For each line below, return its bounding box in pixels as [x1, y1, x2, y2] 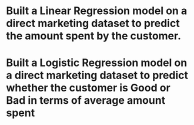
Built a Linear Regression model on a [6, 4, 188, 18]
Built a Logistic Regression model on [6, 56, 188, 70]
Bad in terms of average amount [6, 94, 166, 107]
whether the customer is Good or [6, 81, 170, 95]
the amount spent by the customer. [6, 29, 181, 42]
